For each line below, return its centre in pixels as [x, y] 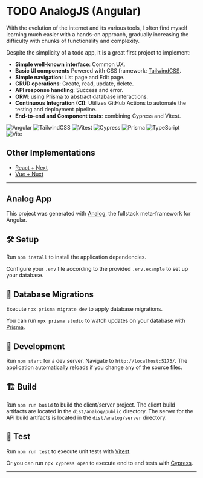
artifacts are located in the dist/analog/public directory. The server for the [100, 411]
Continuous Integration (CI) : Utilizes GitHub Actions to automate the [100, 103]
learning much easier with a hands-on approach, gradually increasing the [98, 34]
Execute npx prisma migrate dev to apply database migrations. [85, 309]
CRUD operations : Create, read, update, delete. [74, 84]
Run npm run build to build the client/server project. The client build [91, 405]
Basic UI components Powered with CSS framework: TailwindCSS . [98, 70]
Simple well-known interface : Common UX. [70, 64]
